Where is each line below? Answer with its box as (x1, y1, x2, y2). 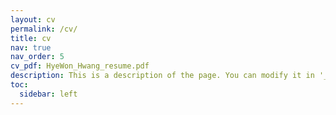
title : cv (10, 33, 52, 43)
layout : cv (10, 14, 56, 25)
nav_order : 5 (10, 52, 65, 62)
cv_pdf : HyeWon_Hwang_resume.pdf (10, 61, 150, 71)
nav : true (10, 42, 52, 53)
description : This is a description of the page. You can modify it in (10, 71, 315, 81)
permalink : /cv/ (10, 24, 78, 34)
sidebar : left (19, 89, 78, 99)
